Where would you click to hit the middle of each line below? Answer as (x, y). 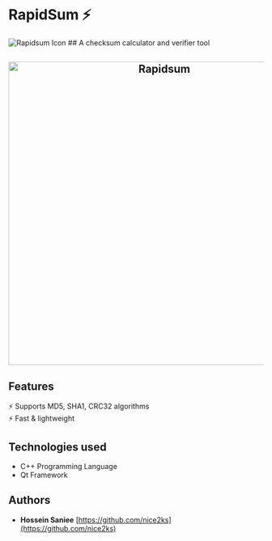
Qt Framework (44, 475)
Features (31, 386)
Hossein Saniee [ (49, 520)
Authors (30, 500)
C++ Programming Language (68, 466)
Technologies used (57, 447)
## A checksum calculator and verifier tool (139, 42)
